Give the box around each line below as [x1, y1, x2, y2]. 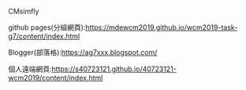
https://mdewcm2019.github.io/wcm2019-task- [85, 23, 238, 32]
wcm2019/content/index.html [8, 74, 103, 82]
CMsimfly [8, 7, 39, 16]
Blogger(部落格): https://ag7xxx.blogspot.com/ [8, 48, 158, 57]
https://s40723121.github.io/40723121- [51, 64, 177, 74]
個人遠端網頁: [8, 64, 53, 74]
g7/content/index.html [8, 31, 80, 41]
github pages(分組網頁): [8, 23, 86, 32]
